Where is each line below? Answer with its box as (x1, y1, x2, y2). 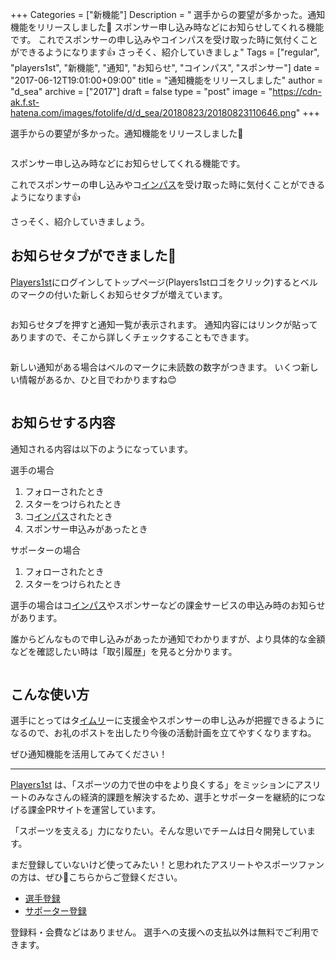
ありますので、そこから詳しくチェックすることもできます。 (10, 331, 255, 343)
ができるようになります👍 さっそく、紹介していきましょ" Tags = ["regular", (10, 46, 320, 58)
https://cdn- (272, 86, 322, 97)
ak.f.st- (10, 96, 40, 108)
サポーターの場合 (10, 544, 81, 556)
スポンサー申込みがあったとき (24, 523, 148, 535)
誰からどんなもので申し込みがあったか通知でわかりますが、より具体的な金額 (10, 633, 326, 645)
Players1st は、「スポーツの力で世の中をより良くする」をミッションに (10, 779, 295, 791)
